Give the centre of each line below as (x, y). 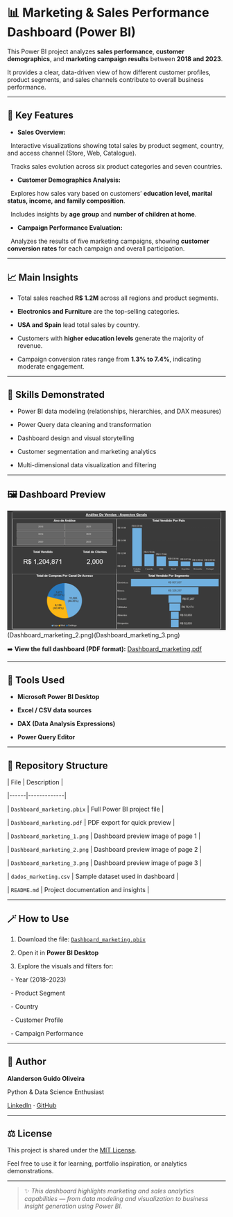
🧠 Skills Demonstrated (56, 395)
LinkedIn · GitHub (32, 1105)
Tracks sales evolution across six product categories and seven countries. (116, 166)
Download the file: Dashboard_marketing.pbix (81, 939)
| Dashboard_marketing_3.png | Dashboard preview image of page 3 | (105, 863)
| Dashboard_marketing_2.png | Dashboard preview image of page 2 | (105, 849)
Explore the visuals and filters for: (65, 966)
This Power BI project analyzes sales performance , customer (96, 51)
